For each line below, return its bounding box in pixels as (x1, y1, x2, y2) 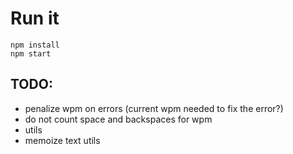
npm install (10, 40, 60, 50)
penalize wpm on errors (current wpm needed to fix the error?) (24, 102, 284, 114)
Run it (10, 7, 60, 30)
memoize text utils (24, 134, 101, 146)
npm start (10, 48, 52, 59)
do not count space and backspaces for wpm (24, 113, 213, 125)
